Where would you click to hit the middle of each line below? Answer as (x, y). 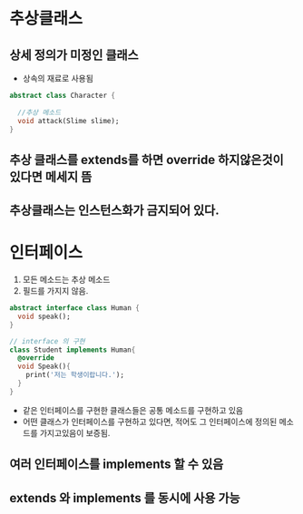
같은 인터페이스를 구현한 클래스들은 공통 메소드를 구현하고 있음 (132, 410)
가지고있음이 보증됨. (75, 432)
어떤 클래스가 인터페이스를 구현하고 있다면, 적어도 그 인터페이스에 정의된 (150, 422)
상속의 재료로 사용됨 (58, 78)
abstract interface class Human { (75, 308)
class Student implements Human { (73, 350)
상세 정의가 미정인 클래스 (74, 55)
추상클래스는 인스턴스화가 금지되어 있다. (114, 211)
